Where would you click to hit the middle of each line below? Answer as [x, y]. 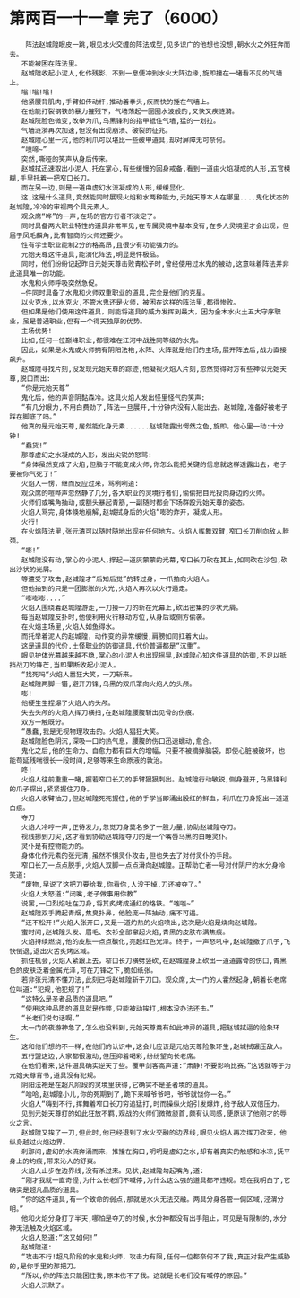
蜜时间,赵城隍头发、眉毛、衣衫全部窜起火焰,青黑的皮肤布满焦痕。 [125, 932]
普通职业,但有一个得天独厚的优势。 [91, 321]
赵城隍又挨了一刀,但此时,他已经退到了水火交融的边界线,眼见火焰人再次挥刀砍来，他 [154, 1133]
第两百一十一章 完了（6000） [119, 18]
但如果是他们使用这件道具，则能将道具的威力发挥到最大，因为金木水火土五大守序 [148, 312]
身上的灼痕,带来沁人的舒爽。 [55, 1161]
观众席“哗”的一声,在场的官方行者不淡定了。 [90, 216]
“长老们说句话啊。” [50, 1018]
